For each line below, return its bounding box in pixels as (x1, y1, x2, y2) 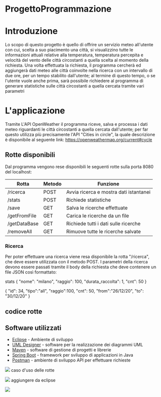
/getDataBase (7, 220, 39, 227)
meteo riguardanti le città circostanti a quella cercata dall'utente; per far (5, 126, 148, 132)
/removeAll (7, 228, 32, 235)
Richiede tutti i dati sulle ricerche (66, 220, 141, 227)
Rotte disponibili (5, 151, 55, 159)
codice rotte (5, 307, 43, 315)
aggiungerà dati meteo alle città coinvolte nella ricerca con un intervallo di (5, 68, 153, 73)
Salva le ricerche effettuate (66, 204, 128, 211)
